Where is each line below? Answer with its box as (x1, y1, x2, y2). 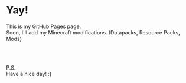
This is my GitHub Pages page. (6, 23, 81, 30)
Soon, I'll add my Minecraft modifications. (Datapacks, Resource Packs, (6, 29, 180, 36)
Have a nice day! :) (6, 70, 52, 77)
